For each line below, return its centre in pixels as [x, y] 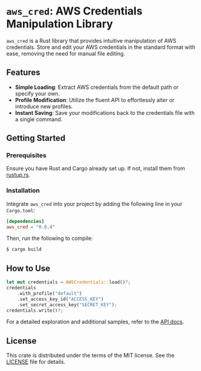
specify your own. [37, 93]
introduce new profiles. [44, 106]
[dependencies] [25, 221]
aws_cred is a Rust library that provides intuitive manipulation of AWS [91, 40]
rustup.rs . [18, 175]
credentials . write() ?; [35, 310]
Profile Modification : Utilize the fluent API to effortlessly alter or [95, 100]
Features [23, 73]
